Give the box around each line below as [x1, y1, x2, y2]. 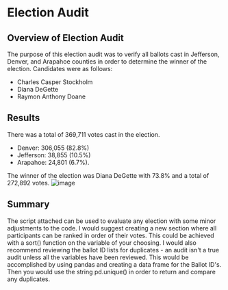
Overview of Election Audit [7, 32, 125, 44]
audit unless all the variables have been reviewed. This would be [7, 253, 190, 261]
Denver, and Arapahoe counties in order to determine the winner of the [7, 57, 207, 66]
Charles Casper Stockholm [16, 78, 93, 86]
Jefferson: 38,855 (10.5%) [16, 150, 91, 159]
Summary [7, 198, 50, 210]
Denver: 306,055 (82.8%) [16, 144, 90, 152]
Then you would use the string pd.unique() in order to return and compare [7, 267, 216, 276]
